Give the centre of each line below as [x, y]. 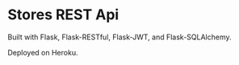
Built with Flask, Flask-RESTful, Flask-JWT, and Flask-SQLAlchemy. [119, 37]
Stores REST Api [63, 15]
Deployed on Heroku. [43, 52]
